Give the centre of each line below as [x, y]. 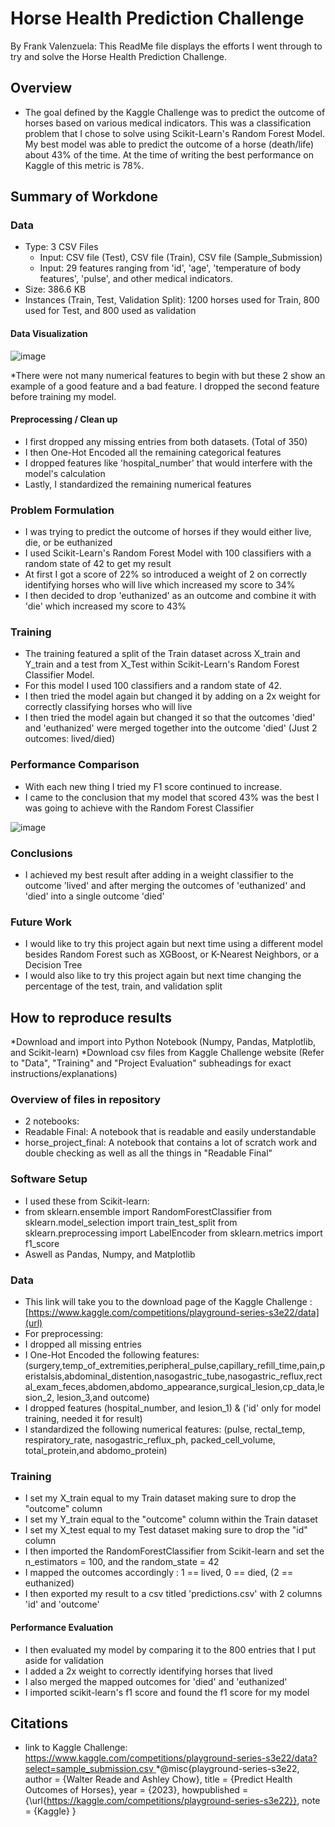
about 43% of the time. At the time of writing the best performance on [169, 154]
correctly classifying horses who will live [108, 707]
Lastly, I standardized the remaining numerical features [138, 484]
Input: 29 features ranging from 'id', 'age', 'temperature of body [170, 268]
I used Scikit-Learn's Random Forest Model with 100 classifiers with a [168, 553]
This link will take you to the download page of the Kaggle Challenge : [168, 1302]
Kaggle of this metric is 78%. [84, 165]
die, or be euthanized [68, 543]
